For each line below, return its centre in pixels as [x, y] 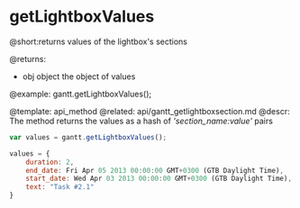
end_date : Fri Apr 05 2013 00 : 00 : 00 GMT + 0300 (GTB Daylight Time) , [155, 170]
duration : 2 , [50, 162]
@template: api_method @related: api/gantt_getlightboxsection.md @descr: [150, 111]
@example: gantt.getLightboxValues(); [80, 94]
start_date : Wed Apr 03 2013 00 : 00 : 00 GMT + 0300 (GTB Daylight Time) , [159, 179]
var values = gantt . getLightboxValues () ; [88, 137]
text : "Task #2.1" [60, 187]
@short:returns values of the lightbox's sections [98, 41]
